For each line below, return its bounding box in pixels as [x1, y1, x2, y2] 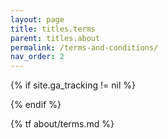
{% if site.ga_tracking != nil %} [10, 79, 136, 91]
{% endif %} [10, 99, 62, 111]
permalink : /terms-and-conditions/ [10, 42, 159, 53]
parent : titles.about [10, 33, 101, 43]
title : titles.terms [10, 24, 97, 34]
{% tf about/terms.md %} [10, 118, 115, 130]
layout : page [10, 14, 65, 25]
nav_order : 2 [10, 52, 65, 62]
